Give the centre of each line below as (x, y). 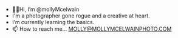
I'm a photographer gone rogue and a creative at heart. (81, 16)
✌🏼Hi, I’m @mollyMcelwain (46, 9)
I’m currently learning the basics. (53, 22)
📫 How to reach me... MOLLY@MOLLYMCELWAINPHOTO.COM (92, 29)
